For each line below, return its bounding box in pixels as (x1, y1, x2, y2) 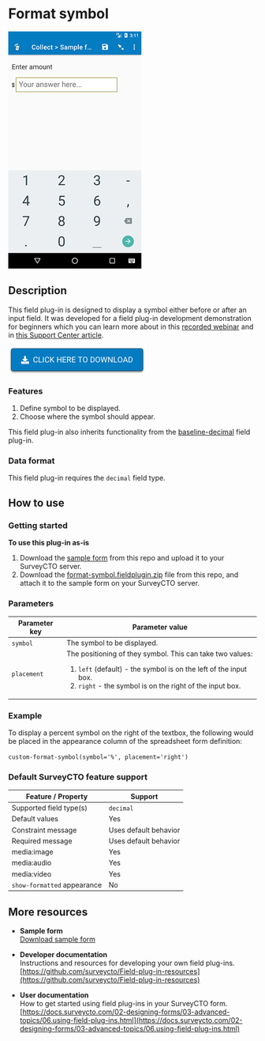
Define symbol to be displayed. (19, 404, 121, 413)
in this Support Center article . (8, 330, 104, 340)
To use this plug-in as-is (8, 538, 89, 548)
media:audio (11, 858, 52, 868)
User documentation (19, 990, 89, 1000)
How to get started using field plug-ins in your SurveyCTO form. (19, 999, 228, 1009)
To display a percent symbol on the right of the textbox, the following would (8, 728, 254, 737)
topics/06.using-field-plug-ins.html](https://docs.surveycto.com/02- (19, 1016, 243, 1025)
